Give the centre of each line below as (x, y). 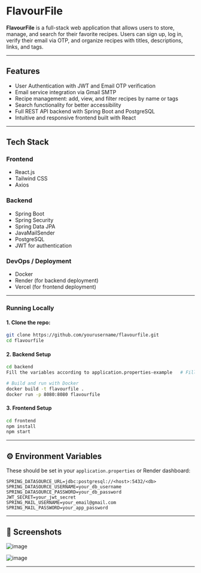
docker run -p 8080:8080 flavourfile (53, 394)
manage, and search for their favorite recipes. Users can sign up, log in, (95, 34)
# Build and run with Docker (42, 383)
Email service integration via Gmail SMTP (66, 92)
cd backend (20, 367)
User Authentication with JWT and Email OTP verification (85, 86)
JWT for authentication (43, 245)
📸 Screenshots (34, 532)
